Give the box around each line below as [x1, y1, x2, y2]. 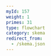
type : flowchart [6, 24, 45, 31]
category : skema [6, 30, 45, 36]
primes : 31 [6, 19, 32, 25]
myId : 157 [6, 8, 30, 15]
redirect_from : [6, 36, 43, 41]
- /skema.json [11, 41, 45, 47]
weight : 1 [6, 14, 30, 20]
